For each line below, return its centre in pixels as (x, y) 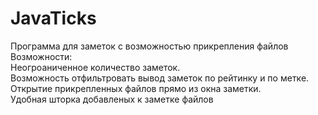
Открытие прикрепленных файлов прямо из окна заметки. (136, 88)
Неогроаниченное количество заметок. (95, 67)
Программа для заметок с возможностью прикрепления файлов (149, 46)
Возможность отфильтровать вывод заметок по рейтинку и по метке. (160, 78)
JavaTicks (53, 18)
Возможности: (41, 56)
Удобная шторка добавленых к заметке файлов (112, 99)
